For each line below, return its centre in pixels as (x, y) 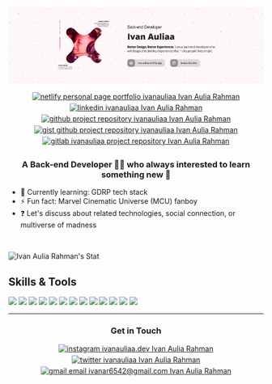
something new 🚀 (136, 175)
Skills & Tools (42, 282)
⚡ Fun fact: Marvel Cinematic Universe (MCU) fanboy (109, 201)
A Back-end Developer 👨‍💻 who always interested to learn (136, 165)
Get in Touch (136, 331)
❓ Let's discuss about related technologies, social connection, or (128, 213)
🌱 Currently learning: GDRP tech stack (84, 192)
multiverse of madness (58, 225)
